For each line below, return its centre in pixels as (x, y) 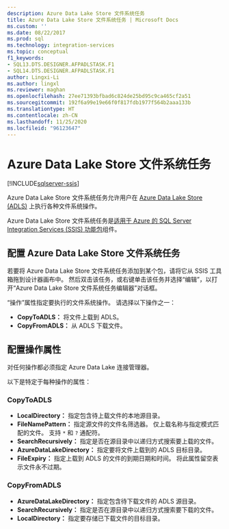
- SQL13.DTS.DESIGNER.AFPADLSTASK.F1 (61, 64)
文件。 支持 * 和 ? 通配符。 (66, 433)
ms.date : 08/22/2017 (37, 33)
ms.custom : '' (27, 26)
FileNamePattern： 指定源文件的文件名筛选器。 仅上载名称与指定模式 (115, 424)
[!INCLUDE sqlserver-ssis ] (43, 184)
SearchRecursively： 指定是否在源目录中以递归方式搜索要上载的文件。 (117, 441)
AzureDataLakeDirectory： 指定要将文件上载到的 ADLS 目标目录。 (111, 450)
